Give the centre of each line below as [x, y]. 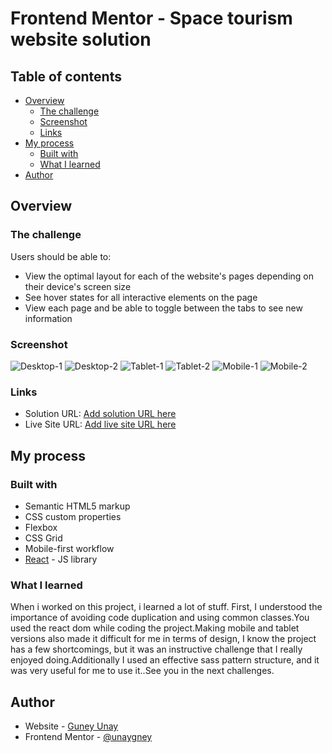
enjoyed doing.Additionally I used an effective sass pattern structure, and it [165, 660]
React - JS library [61, 559]
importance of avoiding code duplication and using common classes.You [160, 618]
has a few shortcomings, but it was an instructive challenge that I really [156, 649]
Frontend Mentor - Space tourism [151, 18]
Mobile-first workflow [69, 548]
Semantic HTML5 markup [77, 506]
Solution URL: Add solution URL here [100, 414]
